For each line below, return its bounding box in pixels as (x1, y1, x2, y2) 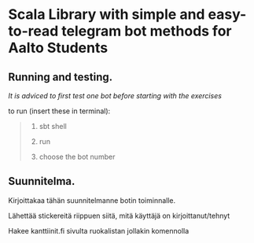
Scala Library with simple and (8, 6, 205, 24)
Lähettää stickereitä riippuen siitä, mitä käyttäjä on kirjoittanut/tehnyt (8, 211, 230, 220)
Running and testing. (8, 70, 112, 83)
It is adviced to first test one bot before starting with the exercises (8, 91, 223, 100)
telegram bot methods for (61, 22, 232, 40)
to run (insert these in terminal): (8, 106, 111, 116)
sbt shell (39, 122, 67, 131)
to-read (8, 22, 59, 40)
